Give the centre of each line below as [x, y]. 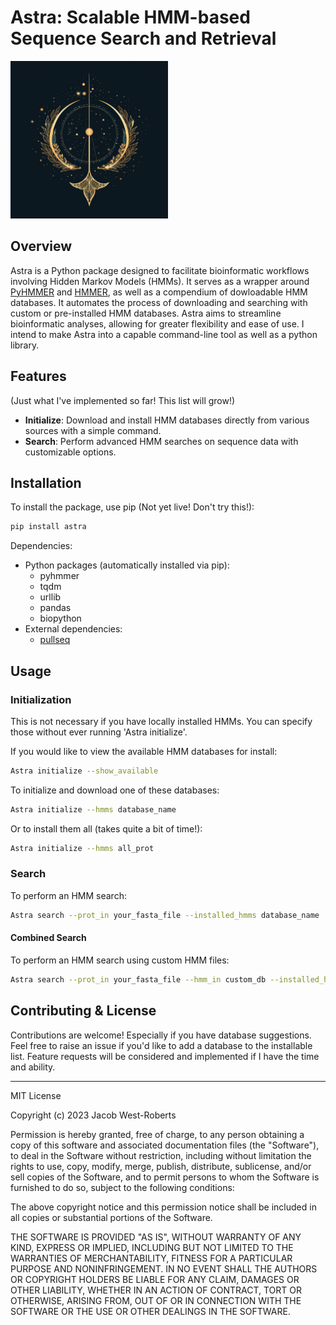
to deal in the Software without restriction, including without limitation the [161, 1155]
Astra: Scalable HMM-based [130, 17]
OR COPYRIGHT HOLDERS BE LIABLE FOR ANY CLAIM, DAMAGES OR [155, 1279]
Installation [46, 482]
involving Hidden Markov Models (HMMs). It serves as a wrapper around [160, 281]
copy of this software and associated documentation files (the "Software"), [165, 1145]
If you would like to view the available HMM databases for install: [144, 751]
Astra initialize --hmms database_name [93, 809]
